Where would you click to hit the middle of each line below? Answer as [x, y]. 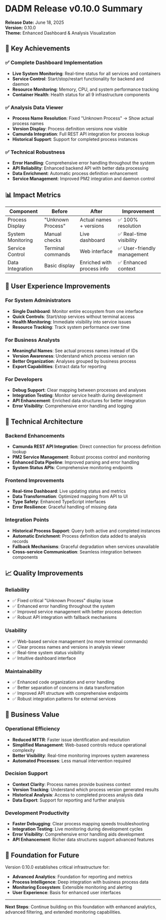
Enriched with [96, 262]
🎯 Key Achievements [38, 48]
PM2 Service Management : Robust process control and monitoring [81, 457]
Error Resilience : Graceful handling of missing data [64, 507]
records [20, 541]
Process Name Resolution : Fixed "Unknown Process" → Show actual [83, 118]
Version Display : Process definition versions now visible [70, 128]
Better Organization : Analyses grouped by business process [74, 361]
